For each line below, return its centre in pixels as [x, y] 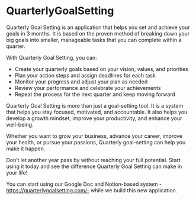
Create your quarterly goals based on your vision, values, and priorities [101, 69]
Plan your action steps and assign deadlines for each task [85, 75]
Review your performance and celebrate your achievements [88, 88]
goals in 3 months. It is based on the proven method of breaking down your [98, 33]
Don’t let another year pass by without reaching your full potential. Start [93, 160]
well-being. [20, 124]
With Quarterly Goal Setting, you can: [52, 57]
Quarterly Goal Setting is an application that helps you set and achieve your [98, 27]
